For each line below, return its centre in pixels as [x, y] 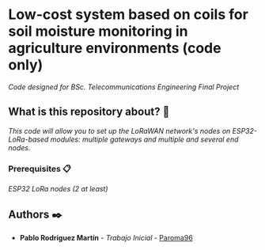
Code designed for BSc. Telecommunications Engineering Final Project [124, 87]
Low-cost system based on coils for [129, 15]
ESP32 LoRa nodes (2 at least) [58, 189]
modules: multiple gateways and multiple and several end [144, 139]
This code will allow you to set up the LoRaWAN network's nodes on [119, 131]
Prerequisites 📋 [40, 169]
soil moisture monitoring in [98, 31]
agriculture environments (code [115, 48]
